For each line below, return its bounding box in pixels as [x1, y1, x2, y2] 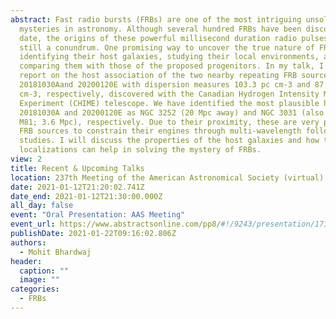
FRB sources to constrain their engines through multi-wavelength [19, 126, 302, 136]
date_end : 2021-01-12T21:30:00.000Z [10, 191, 163, 201]
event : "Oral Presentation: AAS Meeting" [10, 210, 186, 220]
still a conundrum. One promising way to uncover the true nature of [19, 42, 315, 53]
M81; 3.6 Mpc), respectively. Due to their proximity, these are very [19, 117, 320, 127]
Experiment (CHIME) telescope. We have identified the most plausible [19, 98, 320, 108]
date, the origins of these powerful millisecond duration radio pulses [19, 33, 329, 43]
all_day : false [10, 201, 74, 211]
